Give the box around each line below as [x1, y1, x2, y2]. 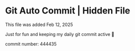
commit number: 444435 [5, 40, 57, 47]
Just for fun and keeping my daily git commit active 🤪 [5, 31, 115, 37]
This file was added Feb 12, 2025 [5, 21, 73, 27]
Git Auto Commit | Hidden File [5, 5, 131, 16]
